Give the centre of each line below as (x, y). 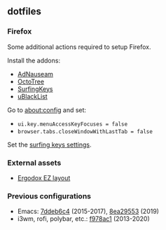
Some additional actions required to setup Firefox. (79, 47)
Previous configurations (49, 196)
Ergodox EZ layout (44, 177)
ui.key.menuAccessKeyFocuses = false (72, 124)
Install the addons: (34, 60)
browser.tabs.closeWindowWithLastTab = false (85, 131)
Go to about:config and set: (47, 110)
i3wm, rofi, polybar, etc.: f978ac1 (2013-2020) (84, 219)
